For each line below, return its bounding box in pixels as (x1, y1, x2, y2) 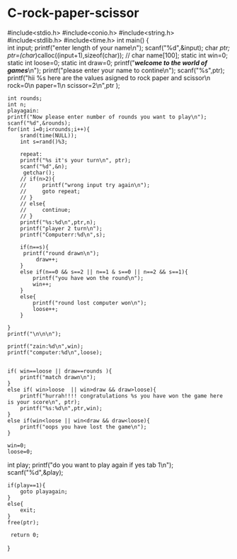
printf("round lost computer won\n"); (33, 299, 147, 306)
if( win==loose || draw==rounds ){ (7, 367, 112, 375)
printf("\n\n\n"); (7, 330, 62, 337)
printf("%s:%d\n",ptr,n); (20, 218, 97, 226)
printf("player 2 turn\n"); (20, 225, 103, 232)
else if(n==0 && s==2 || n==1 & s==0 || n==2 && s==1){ (20, 268, 189, 276)
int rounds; (7, 94, 42, 102)
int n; (7, 101, 27, 108)
